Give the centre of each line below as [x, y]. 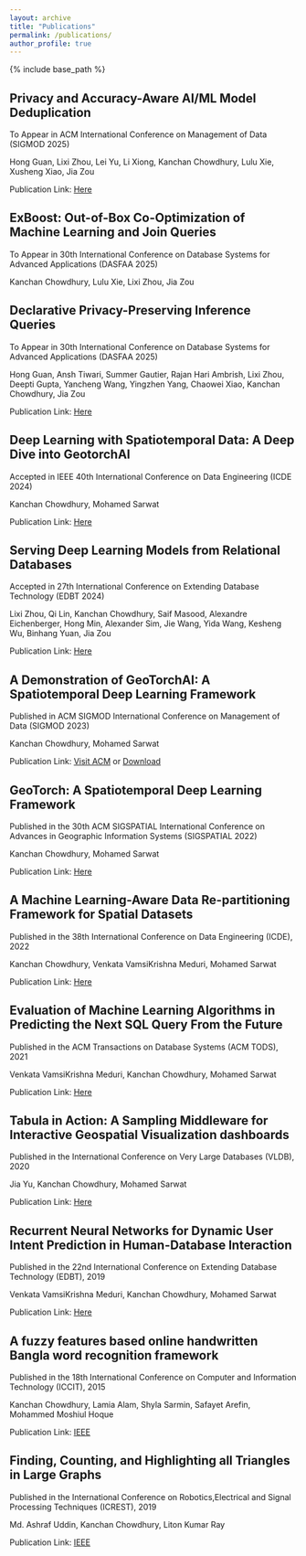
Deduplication [50, 112]
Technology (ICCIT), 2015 [58, 1387]
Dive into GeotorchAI [70, 455]
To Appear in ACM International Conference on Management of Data [138, 134]
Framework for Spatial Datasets [101, 915]
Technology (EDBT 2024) [57, 596]
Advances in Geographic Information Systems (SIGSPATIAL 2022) [133, 836]
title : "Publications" [53, 27]
